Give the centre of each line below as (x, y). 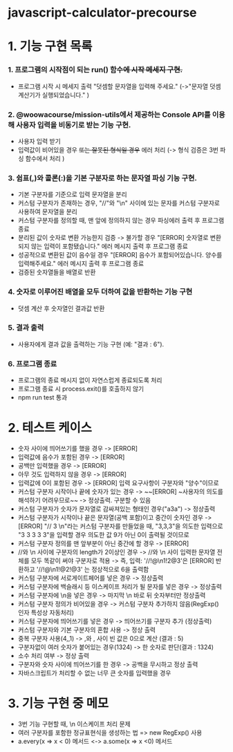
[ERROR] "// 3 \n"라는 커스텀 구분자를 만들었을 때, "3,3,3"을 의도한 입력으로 (120, 526)
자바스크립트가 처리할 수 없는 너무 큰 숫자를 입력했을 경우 (94, 673)
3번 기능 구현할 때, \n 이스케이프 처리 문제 (74, 724)
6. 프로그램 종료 (32, 364)
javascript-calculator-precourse (102, 13)
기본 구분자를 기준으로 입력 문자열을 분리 (72, 194)
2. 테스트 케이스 (50, 428)
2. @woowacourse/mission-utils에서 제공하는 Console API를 (109, 114)
